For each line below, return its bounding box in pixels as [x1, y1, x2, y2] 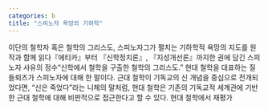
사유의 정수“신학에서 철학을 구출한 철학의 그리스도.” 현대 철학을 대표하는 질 [22, 62, 256, 72]
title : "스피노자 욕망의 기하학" [8, 19, 104, 27]
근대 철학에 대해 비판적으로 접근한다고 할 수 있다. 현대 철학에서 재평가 [16, 92, 233, 102]
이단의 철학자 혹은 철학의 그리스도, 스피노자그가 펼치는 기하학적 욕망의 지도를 [8, 42, 249, 52]
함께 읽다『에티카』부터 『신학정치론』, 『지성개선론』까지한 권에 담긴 [22, 52, 246, 62]
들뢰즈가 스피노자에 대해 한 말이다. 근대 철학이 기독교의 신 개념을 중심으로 [8, 72, 238, 82]
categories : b [8, 11, 56, 20]
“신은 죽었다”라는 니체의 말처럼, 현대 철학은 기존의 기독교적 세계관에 [31, 82, 243, 92]
